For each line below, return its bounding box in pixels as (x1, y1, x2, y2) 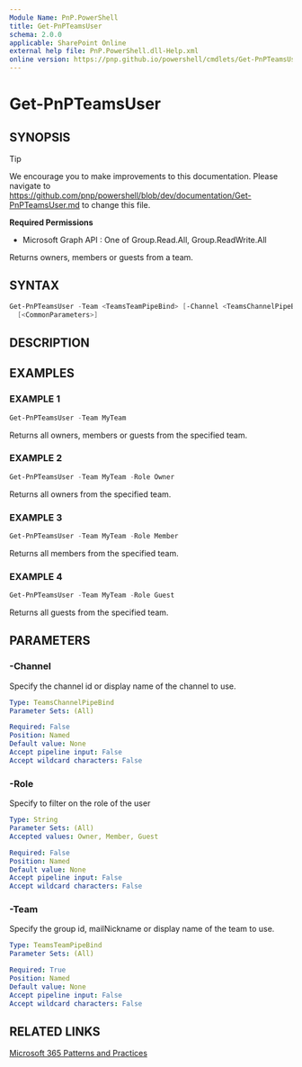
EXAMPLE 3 (9, 511, 63, 523)
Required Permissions (9, 217, 93, 228)
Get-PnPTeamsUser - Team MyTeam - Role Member (9, 531, 179, 540)
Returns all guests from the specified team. (9, 607, 169, 618)
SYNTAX (9, 278, 60, 294)
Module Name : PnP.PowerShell (9, 13, 119, 23)
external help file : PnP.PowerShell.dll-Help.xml (9, 47, 200, 56)
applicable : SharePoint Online (9, 38, 127, 48)
